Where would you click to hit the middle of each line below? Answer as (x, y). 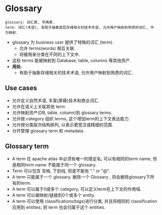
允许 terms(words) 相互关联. (47, 48)
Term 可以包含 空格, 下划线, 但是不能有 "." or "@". (61, 171)
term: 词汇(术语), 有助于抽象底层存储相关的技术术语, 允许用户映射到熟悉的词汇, (77, 27)
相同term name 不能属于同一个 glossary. (56, 165)
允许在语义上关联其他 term (38, 106)
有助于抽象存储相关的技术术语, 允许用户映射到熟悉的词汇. (76, 72)
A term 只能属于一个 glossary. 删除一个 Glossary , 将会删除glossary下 (81, 177)
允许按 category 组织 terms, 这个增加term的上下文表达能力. (71, 118)
